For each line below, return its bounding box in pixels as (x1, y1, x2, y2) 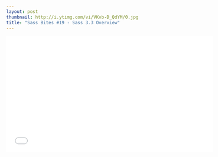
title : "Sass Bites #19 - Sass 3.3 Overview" (6, 19, 120, 25)
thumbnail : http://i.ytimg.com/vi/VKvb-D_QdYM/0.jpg (6, 14, 139, 20)
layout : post (6, 8, 38, 15)
